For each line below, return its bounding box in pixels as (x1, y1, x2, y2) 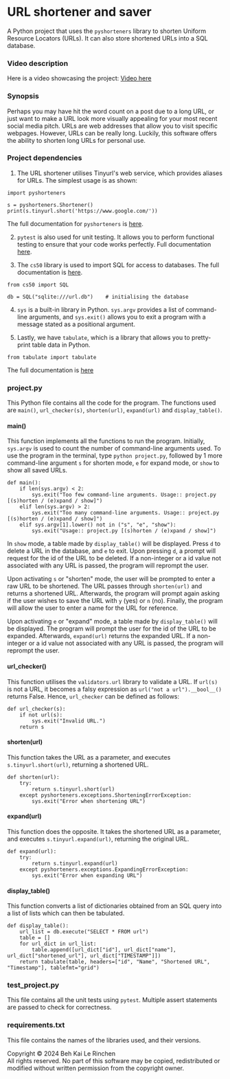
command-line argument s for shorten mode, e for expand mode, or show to (7, 459, 220, 467)
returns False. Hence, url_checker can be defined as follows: (7, 692, 180, 701)
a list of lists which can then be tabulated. (7, 909, 125, 918)
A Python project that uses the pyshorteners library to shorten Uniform (7, 27, 207, 35)
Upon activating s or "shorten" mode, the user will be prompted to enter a (7, 575, 216, 583)
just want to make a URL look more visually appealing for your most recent (7, 114, 218, 122)
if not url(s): (19, 712, 63, 718)
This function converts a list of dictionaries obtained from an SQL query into (7, 902, 222, 910)
